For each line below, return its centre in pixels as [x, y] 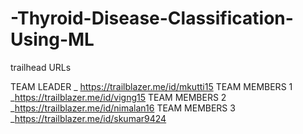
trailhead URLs [41, 67]
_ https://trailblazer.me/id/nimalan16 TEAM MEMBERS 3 [123, 108]
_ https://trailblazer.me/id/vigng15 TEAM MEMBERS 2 [118, 97]
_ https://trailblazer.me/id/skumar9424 [88, 118]
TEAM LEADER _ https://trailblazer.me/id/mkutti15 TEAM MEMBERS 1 [151, 86]
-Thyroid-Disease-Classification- [152, 18]
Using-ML [52, 39]
